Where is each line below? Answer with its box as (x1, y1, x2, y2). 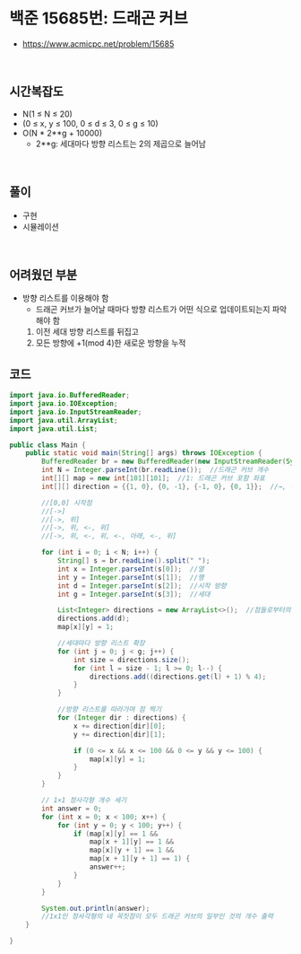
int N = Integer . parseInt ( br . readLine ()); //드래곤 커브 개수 (41, 466, 270, 475)
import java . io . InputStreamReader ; (9, 407, 142, 416)
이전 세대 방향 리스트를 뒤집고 (35, 327, 139, 337)
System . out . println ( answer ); (41, 904, 150, 913)
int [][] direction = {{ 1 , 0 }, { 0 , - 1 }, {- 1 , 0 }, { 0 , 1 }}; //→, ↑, (41, 482, 298, 491)
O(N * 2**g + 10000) (21, 127, 103, 138)
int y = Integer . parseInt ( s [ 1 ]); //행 (56, 573, 204, 582)
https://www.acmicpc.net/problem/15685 (21, 38, 175, 49)
